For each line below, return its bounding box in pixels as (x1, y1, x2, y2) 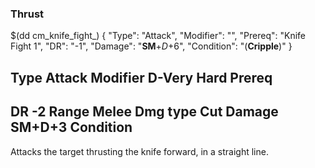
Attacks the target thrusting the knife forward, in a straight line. (10, 145, 269, 157)
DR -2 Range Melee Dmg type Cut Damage (10, 103, 279, 121)
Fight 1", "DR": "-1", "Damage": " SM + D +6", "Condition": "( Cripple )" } (10, 40, 293, 52)
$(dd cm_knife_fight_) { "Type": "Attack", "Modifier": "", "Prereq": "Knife (10, 30, 306, 42)
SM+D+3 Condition (10, 119, 133, 136)
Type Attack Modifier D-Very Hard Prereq (10, 69, 273, 86)
